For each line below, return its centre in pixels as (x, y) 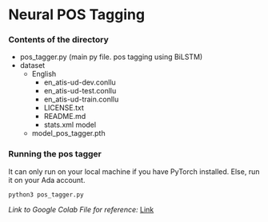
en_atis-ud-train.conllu (81, 99)
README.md (65, 117)
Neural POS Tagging (77, 15)
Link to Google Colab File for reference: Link (81, 209)
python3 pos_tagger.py (46, 194)
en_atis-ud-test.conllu (80, 91)
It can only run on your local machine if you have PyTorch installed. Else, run (134, 171)
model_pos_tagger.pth (68, 133)
